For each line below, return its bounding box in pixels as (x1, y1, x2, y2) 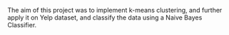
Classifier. (7, 21, 37, 29)
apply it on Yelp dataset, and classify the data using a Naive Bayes (7, 13, 203, 22)
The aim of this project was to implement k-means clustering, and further (7, 6, 223, 14)
